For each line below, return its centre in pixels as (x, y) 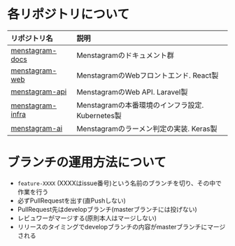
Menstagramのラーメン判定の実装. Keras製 (147, 129)
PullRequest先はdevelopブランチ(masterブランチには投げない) (107, 209)
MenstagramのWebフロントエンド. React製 (148, 75)
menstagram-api (39, 92)
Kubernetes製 (99, 115)
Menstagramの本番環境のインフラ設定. (140, 105)
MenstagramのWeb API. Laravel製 (132, 92)
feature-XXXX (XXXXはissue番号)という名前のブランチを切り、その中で (120, 183)
